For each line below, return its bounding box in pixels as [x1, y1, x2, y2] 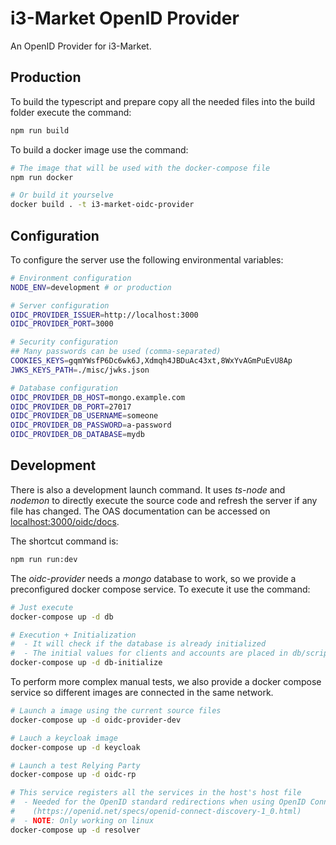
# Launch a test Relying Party [10, 760, 141, 771]
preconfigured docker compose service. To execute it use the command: [10, 583, 311, 595]
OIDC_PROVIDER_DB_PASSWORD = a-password [10, 420, 172, 431]
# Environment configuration [10, 273, 132, 283]
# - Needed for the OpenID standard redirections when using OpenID [10, 797, 307, 807]
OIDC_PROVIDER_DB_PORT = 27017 [10, 402, 132, 412]
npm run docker [10, 172, 74, 182]
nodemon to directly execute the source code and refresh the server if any [10, 494, 318, 506]
